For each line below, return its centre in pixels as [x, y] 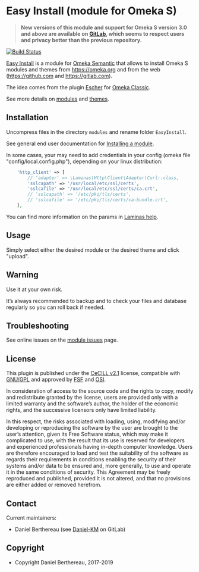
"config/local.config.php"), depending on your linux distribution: [84, 161]
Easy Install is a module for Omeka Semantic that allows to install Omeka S [97, 63]
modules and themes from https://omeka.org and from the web [83, 69]
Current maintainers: [31, 518]
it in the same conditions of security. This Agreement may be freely [89, 472]
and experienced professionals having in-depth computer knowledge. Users [99, 447]
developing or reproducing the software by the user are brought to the [92, 428]
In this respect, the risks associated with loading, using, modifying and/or [96, 421]
